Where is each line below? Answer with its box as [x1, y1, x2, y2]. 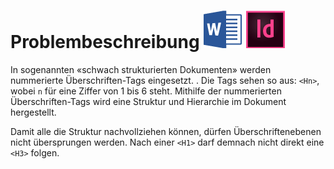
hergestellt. [10, 106, 57, 118]
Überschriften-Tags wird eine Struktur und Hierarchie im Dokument [10, 95, 287, 107]
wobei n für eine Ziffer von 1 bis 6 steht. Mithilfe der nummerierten [10, 85, 282, 97]
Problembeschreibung [10, 31, 200, 54]
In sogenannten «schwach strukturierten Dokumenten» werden [10, 63, 272, 75]
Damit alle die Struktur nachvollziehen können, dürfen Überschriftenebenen [10, 125, 322, 137]
